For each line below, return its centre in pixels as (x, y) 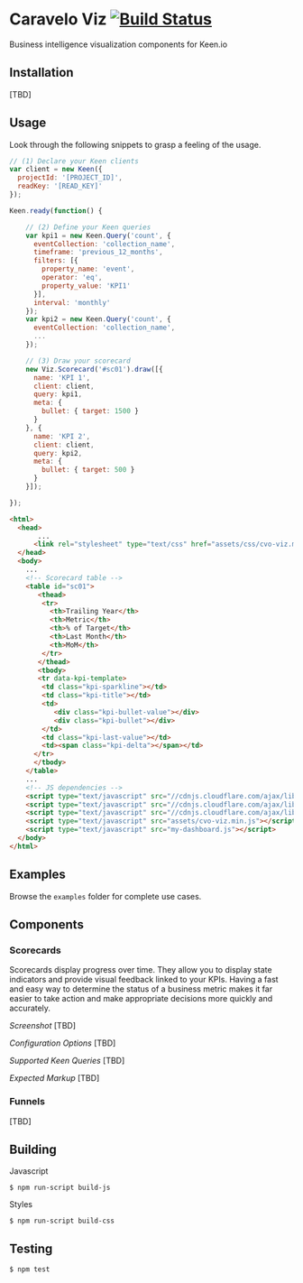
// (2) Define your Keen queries (88, 227)
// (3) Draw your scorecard (78, 361)
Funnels (27, 1102)
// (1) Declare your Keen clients (74, 161)
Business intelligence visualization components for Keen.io (119, 44)
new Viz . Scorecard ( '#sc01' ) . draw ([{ (95, 369)
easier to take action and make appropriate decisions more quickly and (141, 999)
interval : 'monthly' (72, 302)
